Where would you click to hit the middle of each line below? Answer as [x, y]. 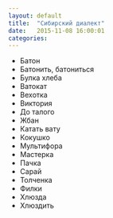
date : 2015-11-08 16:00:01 [56, 30]
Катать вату [40, 129]
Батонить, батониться [57, 70]
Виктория [36, 103]
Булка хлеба [41, 78]
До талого [37, 112]
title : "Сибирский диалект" [56, 23]
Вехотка [33, 95]
